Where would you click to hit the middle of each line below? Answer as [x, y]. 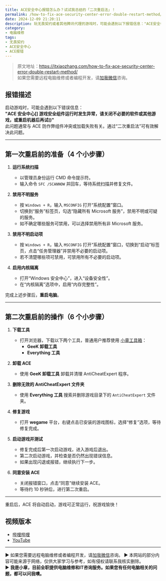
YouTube [21, 540]
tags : [11, 38]
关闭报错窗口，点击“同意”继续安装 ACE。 [61, 483]
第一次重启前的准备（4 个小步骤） [57, 154]
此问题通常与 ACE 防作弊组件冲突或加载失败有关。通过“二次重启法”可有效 [80, 126]
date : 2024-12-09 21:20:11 [33, 19]
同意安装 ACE [26, 472]
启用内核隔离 [25, 268]
